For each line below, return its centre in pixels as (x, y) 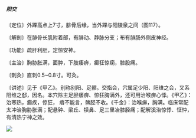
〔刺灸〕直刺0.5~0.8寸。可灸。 (44, 75)
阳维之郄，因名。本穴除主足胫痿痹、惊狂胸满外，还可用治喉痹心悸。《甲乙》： (99, 95)
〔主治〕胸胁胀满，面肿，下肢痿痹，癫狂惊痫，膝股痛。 (73, 63)
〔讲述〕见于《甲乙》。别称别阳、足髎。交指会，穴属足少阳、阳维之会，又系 (98, 87)
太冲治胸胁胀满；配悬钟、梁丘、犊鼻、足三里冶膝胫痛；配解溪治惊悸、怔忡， (99, 110)
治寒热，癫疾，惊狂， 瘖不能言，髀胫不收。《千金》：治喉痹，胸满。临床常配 (97, 102)
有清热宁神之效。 (27, 117)
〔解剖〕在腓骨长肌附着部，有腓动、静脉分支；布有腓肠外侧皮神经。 (89, 37)
